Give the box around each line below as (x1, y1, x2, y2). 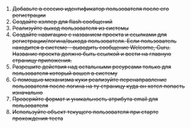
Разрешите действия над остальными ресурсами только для (12, 63, 172, 70)
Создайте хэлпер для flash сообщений (12, 18, 113, 25)
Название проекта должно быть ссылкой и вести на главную (12, 50, 172, 57)
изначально (12, 89, 43, 96)
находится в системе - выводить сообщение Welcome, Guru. (12, 44, 171, 51)
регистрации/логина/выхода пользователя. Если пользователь (12, 38, 177, 44)
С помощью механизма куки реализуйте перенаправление (12, 76, 167, 83)
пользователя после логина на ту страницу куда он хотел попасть (12, 83, 185, 90)
